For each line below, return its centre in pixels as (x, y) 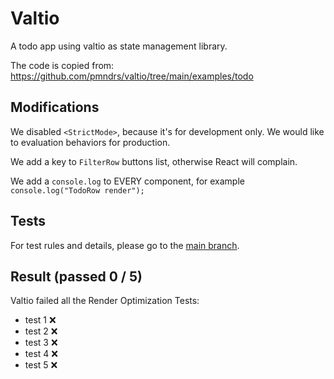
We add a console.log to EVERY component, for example (127, 181)
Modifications (55, 107)
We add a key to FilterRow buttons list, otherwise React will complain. (154, 161)
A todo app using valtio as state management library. (119, 46)
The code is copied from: (62, 65)
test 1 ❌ (40, 320)
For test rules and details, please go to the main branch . (125, 245)
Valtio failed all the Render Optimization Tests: (105, 301)
